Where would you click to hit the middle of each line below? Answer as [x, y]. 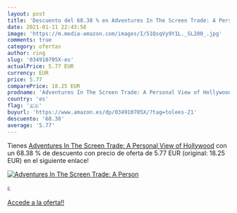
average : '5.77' [31, 125]
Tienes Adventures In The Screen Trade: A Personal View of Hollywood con [117, 145]
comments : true [30, 40]
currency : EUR [28, 73]
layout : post [26, 14]
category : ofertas [34, 47]
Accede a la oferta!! [36, 202]
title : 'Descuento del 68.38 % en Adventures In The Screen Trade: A [112, 20]
